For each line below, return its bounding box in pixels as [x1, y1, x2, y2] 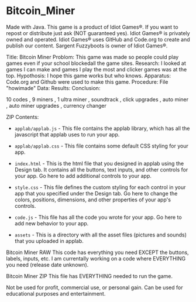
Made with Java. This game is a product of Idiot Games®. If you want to [6, 23, 178, 30]
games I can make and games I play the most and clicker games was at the [6, 66, 187, 73]
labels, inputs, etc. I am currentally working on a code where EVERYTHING [6, 255, 186, 262]
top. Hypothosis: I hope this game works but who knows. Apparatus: [6, 72, 171, 79]
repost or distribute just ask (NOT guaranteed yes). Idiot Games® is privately [6, 29, 190, 36]
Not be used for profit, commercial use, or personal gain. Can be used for [6, 284, 183, 291]
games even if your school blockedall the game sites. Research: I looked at [6, 60, 186, 67]
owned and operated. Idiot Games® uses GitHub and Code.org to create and [6, 36, 190, 43]
